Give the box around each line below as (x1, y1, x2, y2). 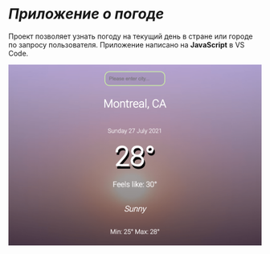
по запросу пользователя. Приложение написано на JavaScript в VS (8, 39, 245, 49)
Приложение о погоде (8, 5, 165, 23)
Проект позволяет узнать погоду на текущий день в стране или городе (8, 31, 253, 41)
